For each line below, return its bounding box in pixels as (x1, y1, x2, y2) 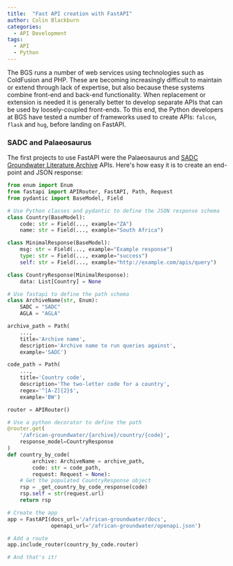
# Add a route (7, 535, 49, 542)
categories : (7, 23, 42, 30)
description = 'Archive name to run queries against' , (20, 342, 176, 349)
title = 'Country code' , (20, 374, 86, 381)
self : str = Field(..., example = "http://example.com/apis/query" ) (20, 259, 217, 266)
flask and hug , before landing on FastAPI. (7, 120, 126, 128)
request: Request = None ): (32, 470, 111, 478)
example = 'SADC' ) (20, 348, 68, 356)
